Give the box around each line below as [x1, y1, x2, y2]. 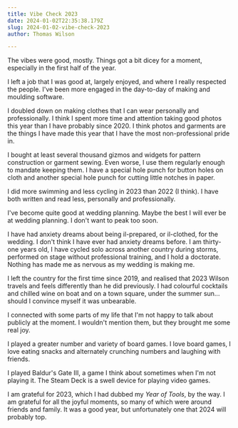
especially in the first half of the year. [7, 63, 116, 72]
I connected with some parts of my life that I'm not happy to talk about [7, 311, 214, 320]
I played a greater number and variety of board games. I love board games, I [7, 340, 232, 348]
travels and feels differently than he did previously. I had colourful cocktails [7, 282, 228, 290]
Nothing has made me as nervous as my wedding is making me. [7, 260, 195, 269]
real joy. [7, 326, 31, 335]
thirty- [202, 238, 222, 246]
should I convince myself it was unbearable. [7, 297, 137, 305]
